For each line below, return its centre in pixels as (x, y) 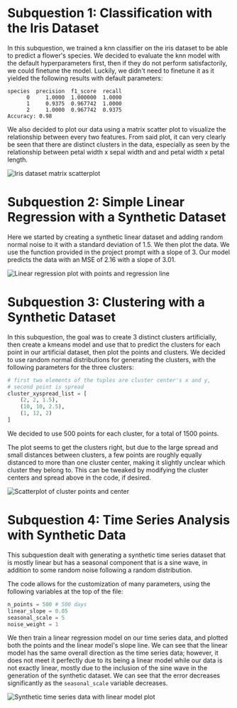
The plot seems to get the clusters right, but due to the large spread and (113, 447)
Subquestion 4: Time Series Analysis (119, 520)
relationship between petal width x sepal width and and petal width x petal (116, 152)
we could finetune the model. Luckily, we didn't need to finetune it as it (111, 70)
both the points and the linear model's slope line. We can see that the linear (118, 645)
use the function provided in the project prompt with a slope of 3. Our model (119, 252)
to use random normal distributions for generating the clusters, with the (112, 359)
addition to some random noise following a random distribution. (100, 570)
